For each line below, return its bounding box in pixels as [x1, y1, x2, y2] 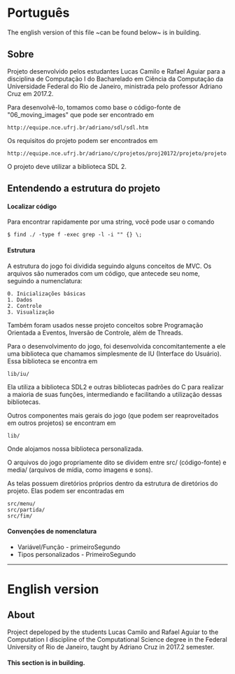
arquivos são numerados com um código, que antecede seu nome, [7, 269, 201, 278]
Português [7, 5, 70, 21]
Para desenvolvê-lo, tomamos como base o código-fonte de [7, 103, 181, 112]
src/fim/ [7, 512, 33, 520]
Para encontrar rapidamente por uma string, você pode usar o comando [7, 217, 215, 226]
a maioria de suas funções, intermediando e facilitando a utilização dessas [7, 390, 222, 398]
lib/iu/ [7, 370, 30, 377]
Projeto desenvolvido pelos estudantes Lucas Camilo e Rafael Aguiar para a [7, 67, 226, 75]
